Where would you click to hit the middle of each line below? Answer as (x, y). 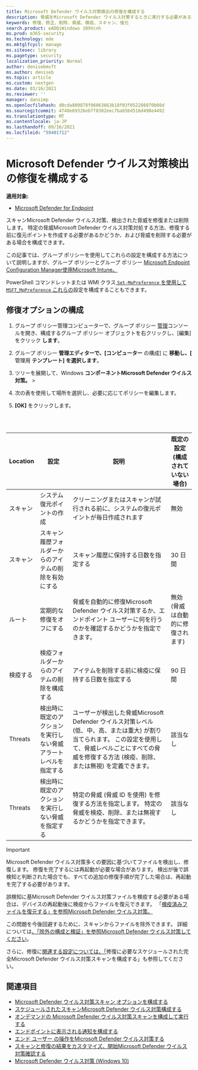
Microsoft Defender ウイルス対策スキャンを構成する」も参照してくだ (95, 959)
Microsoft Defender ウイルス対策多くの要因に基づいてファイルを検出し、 (95, 862)
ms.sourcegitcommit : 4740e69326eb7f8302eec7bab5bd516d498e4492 (85, 111)
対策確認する (30, 1053)
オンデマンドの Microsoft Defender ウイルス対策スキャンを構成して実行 (102, 1017)
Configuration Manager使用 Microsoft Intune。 (62, 269)
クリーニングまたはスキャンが (114, 499)
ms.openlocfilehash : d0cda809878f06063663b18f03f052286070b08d (85, 105)
